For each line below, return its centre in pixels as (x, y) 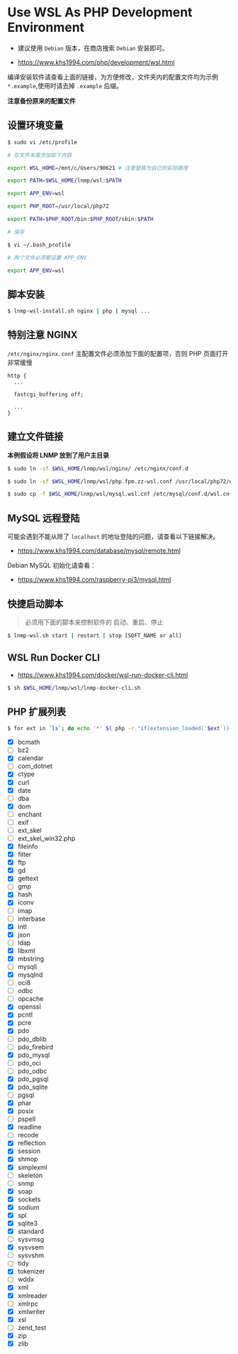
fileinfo (28, 846)
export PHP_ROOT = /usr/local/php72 (58, 207)
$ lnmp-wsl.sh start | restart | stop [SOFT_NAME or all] (95, 635)
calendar (30, 758)
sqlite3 (27, 1223)
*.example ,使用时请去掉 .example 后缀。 (65, 85)
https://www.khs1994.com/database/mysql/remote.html (99, 551)
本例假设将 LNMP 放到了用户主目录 (58, 455)
